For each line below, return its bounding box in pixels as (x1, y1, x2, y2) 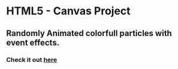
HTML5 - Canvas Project (6, 4, 131, 18)
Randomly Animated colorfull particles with (6, 28, 172, 38)
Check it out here (6, 55, 58, 64)
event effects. (6, 37, 60, 47)
